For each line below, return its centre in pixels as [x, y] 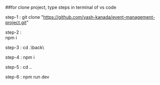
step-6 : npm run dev [27, 77]
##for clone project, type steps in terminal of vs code [61, 7]
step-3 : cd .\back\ [25, 47]
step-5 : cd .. [18, 67]
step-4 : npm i [20, 57]
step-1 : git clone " [24, 17]
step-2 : [13, 32]
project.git [16, 23]
